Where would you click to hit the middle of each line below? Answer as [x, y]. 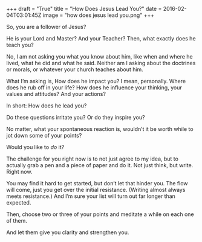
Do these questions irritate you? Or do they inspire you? [76, 117]
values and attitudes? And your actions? [56, 94]
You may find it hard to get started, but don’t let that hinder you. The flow [97, 183]
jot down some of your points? [44, 135]
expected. [19, 202]
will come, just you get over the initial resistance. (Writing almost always [96, 190]
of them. [17, 221]
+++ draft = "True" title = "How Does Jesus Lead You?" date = [84, 9]
